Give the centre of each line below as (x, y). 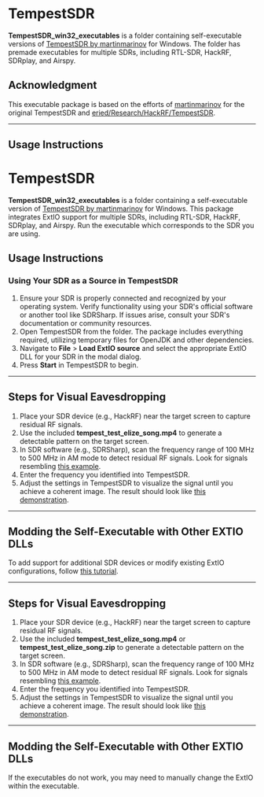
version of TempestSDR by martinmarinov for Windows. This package (121, 208)
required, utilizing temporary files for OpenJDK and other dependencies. (137, 340)
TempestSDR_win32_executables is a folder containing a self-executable (128, 201)
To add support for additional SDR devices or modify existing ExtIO (116, 563)
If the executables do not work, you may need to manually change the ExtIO (131, 778)
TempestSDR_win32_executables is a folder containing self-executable (125, 35)
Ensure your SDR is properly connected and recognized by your (123, 298)
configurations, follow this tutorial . (64, 571)
